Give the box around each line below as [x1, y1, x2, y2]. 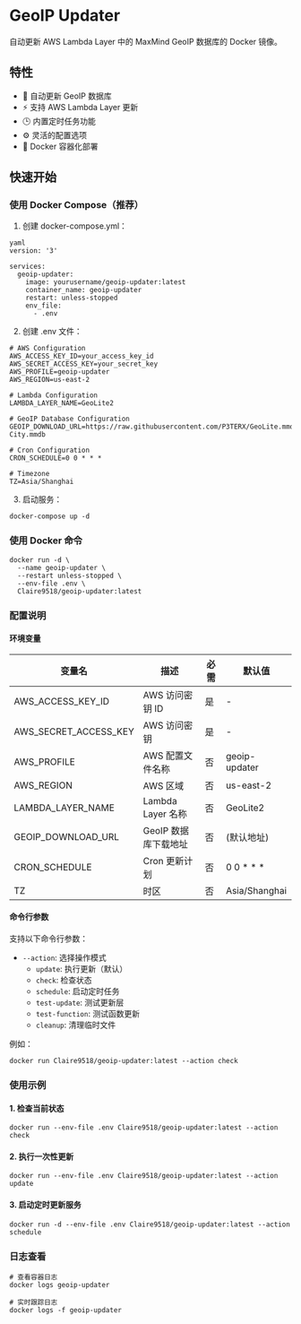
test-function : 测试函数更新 [35, 1008, 141, 1019]
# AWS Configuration [9, 344, 87, 353]
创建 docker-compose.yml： [21, 221, 128, 231]
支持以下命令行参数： [9, 933, 88, 944]
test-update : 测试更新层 [35, 997, 125, 1008]
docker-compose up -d [9, 512, 90, 521]
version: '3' [9, 247, 58, 255]
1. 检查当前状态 [9, 1103, 64, 1113]
